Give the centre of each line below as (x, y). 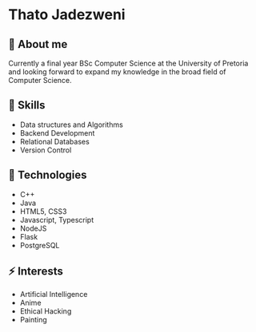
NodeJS (33, 228)
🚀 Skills (27, 105)
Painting (34, 320)
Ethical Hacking (46, 311)
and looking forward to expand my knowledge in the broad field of (117, 72)
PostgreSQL (40, 245)
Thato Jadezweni (67, 15)
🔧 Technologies (48, 175)
